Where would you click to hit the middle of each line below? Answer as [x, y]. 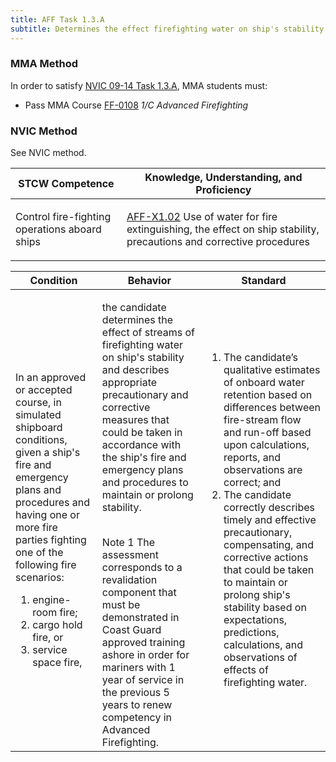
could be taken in [142, 433]
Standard [264, 281]
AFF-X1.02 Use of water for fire [202, 217]
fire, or [48, 638]
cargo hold [57, 625]
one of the [39, 553]
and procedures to [145, 483]
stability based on [265, 608]
